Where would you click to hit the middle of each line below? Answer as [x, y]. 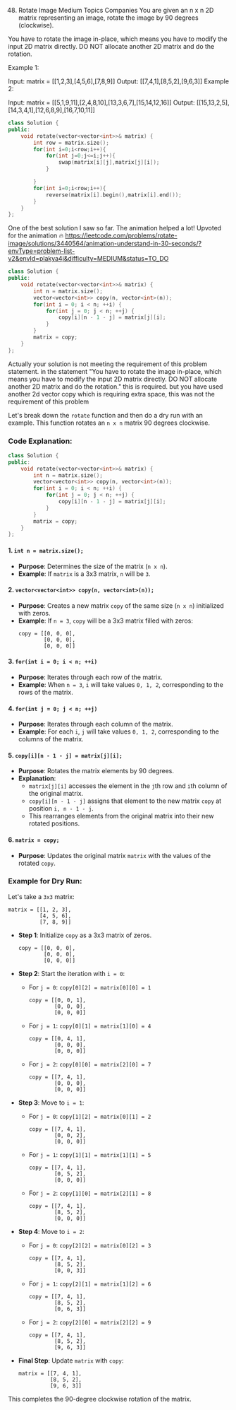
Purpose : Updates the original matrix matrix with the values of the [114, 855]
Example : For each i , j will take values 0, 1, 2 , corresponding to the [118, 732]
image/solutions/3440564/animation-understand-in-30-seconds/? [105, 244]
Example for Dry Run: [45, 881]
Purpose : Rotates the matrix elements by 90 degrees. [96, 771]
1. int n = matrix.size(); [46, 550]
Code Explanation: [40, 441]
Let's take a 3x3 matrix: [41, 896]
